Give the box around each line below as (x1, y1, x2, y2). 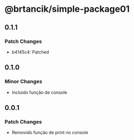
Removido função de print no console (11, 130, 88, 136)
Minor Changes (4, 78, 42, 85)
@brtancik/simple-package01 (4, 3, 130, 15)
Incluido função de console (11, 89, 67, 95)
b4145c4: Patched (11, 49, 49, 55)
